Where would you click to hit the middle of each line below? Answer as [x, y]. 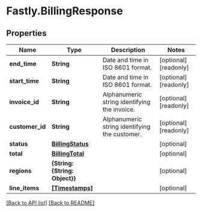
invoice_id [24, 102]
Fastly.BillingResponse [65, 11]
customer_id [28, 127]
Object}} [64, 178]
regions [20, 171]
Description [128, 50]
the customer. [122, 134]
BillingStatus [70, 144]
